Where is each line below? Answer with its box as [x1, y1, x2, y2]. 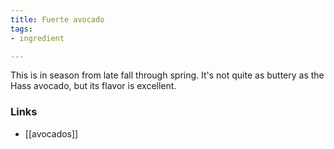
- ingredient [10, 33, 65, 43]
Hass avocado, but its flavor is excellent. [10, 80, 177, 92]
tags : [10, 24, 33, 34]
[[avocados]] [24, 127, 79, 140]
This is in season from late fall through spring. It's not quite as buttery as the [10, 69, 325, 81]
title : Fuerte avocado [10, 14, 105, 25]
